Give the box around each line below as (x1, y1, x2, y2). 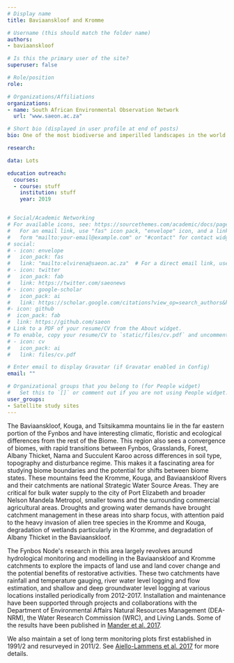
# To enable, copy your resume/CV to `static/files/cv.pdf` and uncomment (7, 331, 229, 338)
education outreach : (7, 169, 68, 177)
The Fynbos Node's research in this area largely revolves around (7, 546, 193, 555)
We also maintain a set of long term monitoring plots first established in (7, 634, 212, 643)
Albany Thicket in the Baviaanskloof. (7, 533, 111, 541)
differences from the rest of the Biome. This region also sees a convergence (7, 436, 226, 445)
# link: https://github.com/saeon (7, 319, 111, 326)
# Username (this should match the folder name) (7, 29, 151, 36)
